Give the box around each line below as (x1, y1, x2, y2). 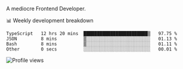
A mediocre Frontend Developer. (6, 5, 86, 12)
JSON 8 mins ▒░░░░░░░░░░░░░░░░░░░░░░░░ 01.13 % (6, 36, 178, 42)
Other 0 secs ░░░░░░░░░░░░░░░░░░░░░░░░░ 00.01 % (6, 46, 178, 52)
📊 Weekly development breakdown (6, 17, 94, 24)
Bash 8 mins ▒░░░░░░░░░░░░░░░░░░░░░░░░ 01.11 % (6, 41, 178, 47)
